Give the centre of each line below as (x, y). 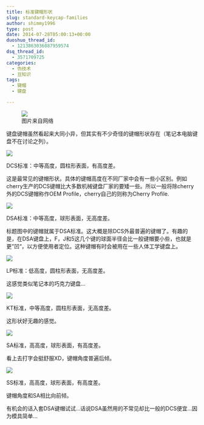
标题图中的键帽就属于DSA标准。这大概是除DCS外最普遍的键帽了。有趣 (95, 231)
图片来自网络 (37, 121)
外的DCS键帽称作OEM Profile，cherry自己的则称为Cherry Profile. (88, 194)
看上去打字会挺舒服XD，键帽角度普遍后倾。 (61, 358)
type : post (20, 29)
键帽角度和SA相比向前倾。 (39, 395)
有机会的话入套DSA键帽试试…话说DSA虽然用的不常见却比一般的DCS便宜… (99, 408)
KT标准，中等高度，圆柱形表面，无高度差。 (60, 307)
